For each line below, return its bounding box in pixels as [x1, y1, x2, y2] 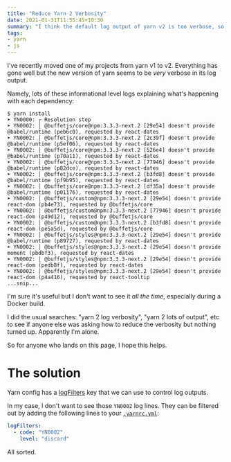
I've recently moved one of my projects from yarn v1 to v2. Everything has [7, 62, 218, 69]
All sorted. [7, 447, 37, 456]
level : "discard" [19, 435, 70, 442]
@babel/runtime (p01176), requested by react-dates [7, 189, 159, 196]
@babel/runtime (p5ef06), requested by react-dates [7, 141, 159, 148]
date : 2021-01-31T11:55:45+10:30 [7, 17, 104, 24]
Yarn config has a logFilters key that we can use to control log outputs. [7, 388, 209, 396]
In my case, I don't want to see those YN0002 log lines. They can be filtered [7, 401, 219, 409]
